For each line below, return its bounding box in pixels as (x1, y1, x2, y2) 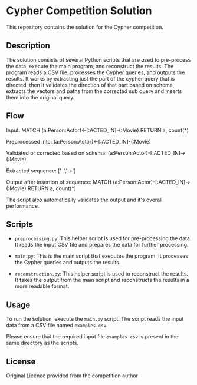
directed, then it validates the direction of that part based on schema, (6, 81, 175, 88)
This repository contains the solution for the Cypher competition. (6, 24, 163, 31)
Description (6, 41, 50, 51)
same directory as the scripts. (6, 340, 78, 347)
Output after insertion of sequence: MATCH (6, 178, 112, 185)
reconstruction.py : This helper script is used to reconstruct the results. (14, 270, 189, 277)
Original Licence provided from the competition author (6, 372, 139, 379)
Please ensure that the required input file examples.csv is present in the (6, 333, 179, 340)
